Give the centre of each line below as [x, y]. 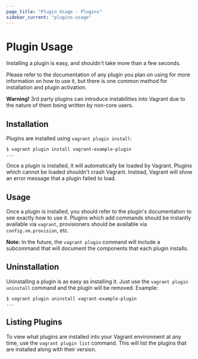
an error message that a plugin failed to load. [61, 178]
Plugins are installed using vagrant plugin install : [69, 138]
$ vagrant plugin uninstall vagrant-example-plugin [71, 299]
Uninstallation [33, 267]
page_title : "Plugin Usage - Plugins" [54, 12]
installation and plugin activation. [47, 88]
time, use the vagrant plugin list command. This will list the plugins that [97, 343]
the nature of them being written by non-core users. [70, 106]
